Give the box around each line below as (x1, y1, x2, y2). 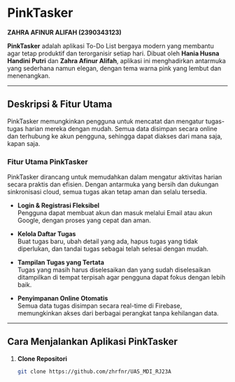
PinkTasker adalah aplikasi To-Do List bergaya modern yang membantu (7, 41, 215, 50)
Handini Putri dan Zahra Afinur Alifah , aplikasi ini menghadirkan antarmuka (7, 56, 226, 64)
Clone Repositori (17, 354, 68, 362)
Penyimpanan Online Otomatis (17, 294, 108, 303)
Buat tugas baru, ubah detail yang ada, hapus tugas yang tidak (17, 237, 198, 246)
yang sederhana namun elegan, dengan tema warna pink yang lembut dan (7, 64, 222, 72)
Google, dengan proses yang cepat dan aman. (17, 216, 152, 225)
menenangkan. (7, 71, 50, 80)
